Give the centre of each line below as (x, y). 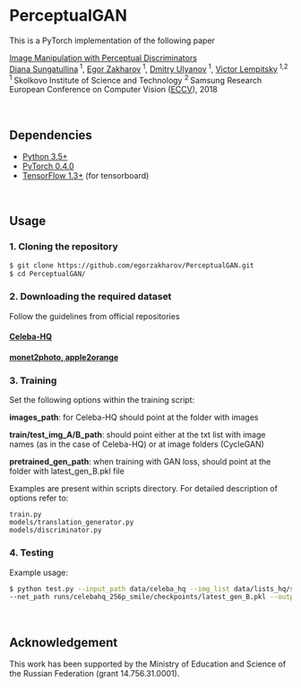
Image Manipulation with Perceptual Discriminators (103, 57)
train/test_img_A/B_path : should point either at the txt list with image (138, 435)
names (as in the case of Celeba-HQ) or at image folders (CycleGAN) (137, 444)
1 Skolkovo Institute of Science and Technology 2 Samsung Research (136, 79)
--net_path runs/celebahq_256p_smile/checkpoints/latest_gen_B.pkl (138, 597)
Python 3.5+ (45, 157)
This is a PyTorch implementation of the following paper (112, 40)
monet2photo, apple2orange (64, 357)
